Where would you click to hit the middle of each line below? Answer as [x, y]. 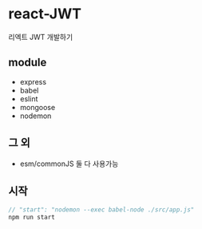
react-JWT [45, 14]
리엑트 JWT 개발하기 [41, 37]
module [28, 63]
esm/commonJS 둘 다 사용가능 [69, 164]
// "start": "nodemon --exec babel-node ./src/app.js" [101, 210]
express [33, 81]
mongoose [38, 107]
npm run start [32, 217]
